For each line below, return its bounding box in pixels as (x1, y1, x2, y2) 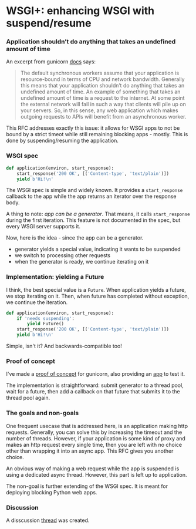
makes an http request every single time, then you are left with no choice (6, 441, 183, 448)
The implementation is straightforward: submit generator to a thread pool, (6, 382, 184, 389)
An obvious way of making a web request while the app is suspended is (6, 465, 180, 472)
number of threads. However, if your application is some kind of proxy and (6, 434, 186, 442)
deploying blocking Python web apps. (6, 488, 97, 496)
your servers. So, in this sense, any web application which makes (20, 107, 178, 114)
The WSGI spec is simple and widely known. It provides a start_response (6, 187, 183, 194)
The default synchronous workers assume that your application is (20, 69, 180, 77)
